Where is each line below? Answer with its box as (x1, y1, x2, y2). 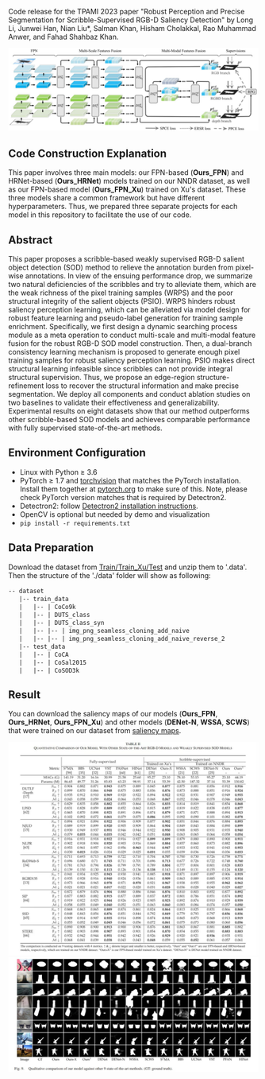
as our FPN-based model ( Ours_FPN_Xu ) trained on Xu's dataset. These (8, 184, 246, 194)
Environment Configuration (8, 446, 146, 460)
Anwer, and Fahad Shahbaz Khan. (8, 32, 119, 41)
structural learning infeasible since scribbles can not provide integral (8, 363, 232, 373)
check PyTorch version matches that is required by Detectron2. (19, 492, 227, 502)
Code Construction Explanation (8, 146, 167, 160)
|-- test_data (18, 642, 66, 650)
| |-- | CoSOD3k (18, 666, 80, 674)
